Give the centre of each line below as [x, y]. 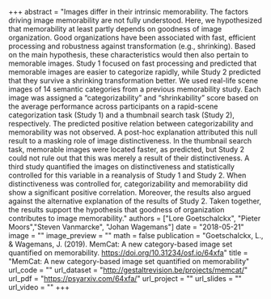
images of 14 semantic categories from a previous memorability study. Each [135, 89]
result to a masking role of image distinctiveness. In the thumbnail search [130, 141]
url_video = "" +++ [39, 287]
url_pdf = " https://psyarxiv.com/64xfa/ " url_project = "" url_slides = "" [125, 278]
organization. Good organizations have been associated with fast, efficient [132, 37]
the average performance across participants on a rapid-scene [113, 106]
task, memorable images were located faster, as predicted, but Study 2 [127, 149]
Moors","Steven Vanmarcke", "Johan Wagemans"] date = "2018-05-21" [126, 227]
